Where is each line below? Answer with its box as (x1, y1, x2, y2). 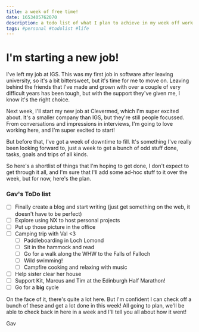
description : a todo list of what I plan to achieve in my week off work (6, 20, 194, 26)
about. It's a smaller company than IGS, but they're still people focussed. (6, 114, 185, 121)
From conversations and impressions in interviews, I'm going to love (6, 120, 173, 128)
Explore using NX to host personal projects (14, 216, 120, 224)
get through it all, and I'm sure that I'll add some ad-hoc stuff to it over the (6, 169, 188, 176)
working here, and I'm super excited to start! (6, 126, 115, 134)
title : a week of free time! (6, 8, 79, 15)
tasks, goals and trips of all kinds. (6, 151, 88, 158)
